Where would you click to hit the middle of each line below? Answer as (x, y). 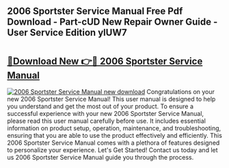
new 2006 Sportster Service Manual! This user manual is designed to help (111, 99)
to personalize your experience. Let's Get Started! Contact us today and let (112, 150)
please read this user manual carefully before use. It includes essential (107, 121)
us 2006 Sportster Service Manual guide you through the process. (100, 157)
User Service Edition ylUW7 (67, 33)
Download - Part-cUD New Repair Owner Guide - (112, 22)
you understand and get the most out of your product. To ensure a (100, 106)
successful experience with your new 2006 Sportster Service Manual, (105, 113)
